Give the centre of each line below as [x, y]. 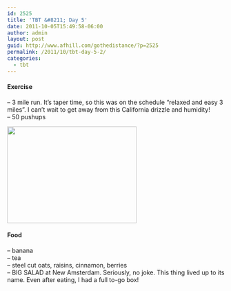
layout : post [26, 39]
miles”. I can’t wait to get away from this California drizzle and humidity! [109, 109]
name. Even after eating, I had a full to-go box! [73, 280]
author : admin [28, 33]
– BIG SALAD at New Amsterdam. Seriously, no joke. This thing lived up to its [116, 272]
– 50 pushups [27, 117]
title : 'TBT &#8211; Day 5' [48, 20]
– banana [20, 251]
